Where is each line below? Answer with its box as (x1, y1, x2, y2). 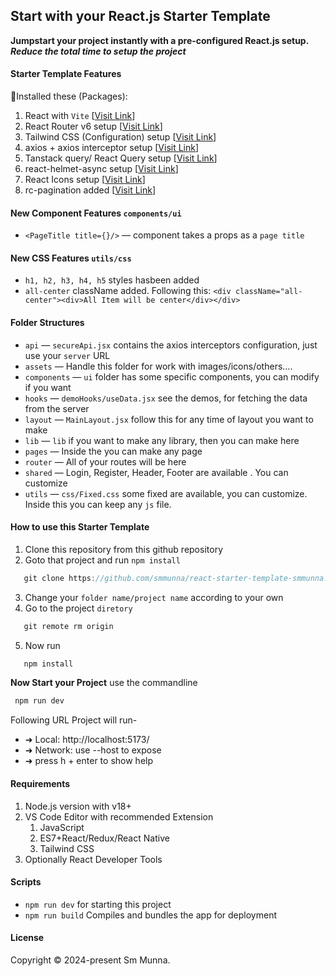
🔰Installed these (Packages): (10, 90, 128, 103)
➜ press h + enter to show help (24, 755, 153, 767)
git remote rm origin (23, 621, 114, 631)
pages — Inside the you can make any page (24, 445, 203, 457)
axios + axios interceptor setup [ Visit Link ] (24, 142, 200, 154)
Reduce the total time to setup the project (10, 45, 187, 57)
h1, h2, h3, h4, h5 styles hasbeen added (24, 274, 200, 286)
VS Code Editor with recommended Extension (24, 810, 214, 823)
